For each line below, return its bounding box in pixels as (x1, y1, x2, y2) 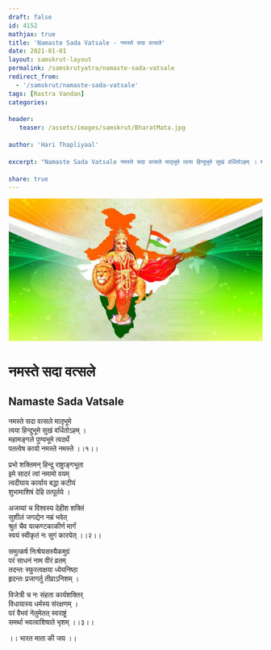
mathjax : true (8, 30, 56, 38)
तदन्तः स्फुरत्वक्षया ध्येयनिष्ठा (8, 564, 78, 574)
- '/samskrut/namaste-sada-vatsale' (15, 81, 139, 89)
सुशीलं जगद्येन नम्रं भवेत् (8, 512, 68, 522)
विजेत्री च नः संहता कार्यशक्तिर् (8, 589, 83, 599)
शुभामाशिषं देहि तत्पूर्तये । (8, 487, 71, 497)
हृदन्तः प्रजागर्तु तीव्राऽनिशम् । (8, 573, 79, 583)
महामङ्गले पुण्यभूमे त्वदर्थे (8, 434, 70, 444)
